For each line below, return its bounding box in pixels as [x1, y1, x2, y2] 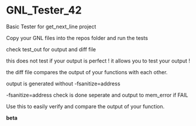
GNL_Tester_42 [6, 4, 82, 17]
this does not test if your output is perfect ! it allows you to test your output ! [6, 57, 190, 64]
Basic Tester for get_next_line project [6, 23, 97, 30]
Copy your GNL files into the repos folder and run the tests [6, 34, 148, 41]
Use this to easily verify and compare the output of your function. [6, 102, 165, 110]
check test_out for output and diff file [6, 45, 96, 53]
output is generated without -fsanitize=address [6, 80, 121, 87]
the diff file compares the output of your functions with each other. [6, 68, 168, 75]
